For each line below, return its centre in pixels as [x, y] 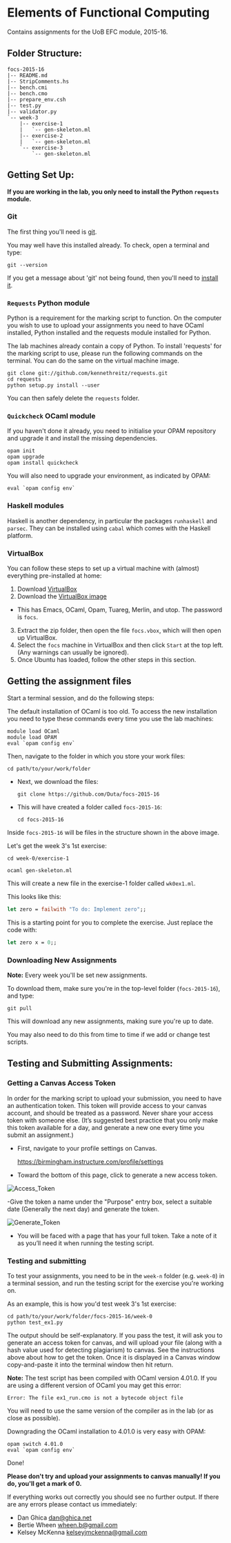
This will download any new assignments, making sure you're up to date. [110, 1021]
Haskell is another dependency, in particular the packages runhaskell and [112, 521]
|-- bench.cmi [28, 88]
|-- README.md [28, 75]
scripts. [18, 1042]
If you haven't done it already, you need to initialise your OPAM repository [112, 431]
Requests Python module [49, 303]
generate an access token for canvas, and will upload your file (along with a [114, 1342]
